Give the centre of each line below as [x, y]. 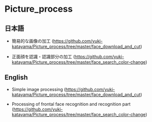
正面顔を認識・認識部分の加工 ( [43, 57]
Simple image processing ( [38, 89]
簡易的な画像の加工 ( [32, 41]
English [16, 78]
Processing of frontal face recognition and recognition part [71, 104]
